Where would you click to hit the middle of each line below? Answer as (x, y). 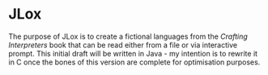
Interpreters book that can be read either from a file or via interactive (123, 44)
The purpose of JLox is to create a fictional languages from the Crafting (128, 36)
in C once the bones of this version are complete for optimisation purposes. (134, 62)
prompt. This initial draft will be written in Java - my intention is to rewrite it (133, 53)
